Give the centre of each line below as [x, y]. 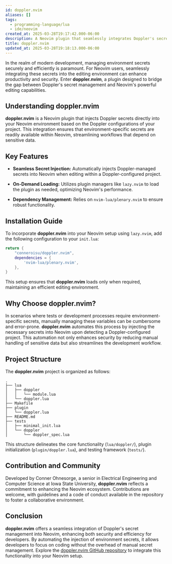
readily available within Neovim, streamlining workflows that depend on [81, 135]
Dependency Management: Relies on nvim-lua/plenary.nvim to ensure [88, 199]
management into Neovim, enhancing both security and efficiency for [79, 534]
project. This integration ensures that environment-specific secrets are [80, 129]
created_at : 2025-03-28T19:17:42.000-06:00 [52, 34]
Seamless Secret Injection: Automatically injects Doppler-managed [84, 169]
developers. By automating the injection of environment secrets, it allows [82, 539]
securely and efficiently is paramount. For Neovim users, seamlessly [77, 68]
